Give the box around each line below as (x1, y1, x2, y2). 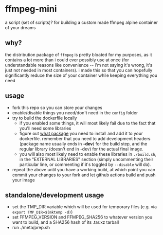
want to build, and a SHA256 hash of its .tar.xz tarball (12, 219, 119, 225)
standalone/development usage (5, 191, 104, 199)
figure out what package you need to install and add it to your (19, 130, 143, 136)
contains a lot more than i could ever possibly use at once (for (5, 57, 129, 63)
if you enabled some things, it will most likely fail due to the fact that (19, 120, 156, 126)
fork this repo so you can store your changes (12, 105, 103, 110)
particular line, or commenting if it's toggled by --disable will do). (19, 162, 151, 167)
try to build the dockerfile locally (12, 115, 77, 121)
